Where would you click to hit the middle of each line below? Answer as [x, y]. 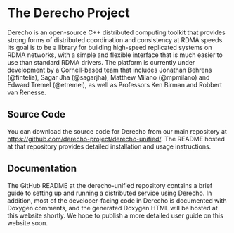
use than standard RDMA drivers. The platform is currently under [101, 62]
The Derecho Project [69, 13]
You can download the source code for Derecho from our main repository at [117, 131]
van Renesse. [27, 92]
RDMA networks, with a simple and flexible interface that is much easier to [115, 55]
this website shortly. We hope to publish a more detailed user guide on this [115, 215]
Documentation [42, 169]
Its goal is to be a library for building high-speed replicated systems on [110, 47]
